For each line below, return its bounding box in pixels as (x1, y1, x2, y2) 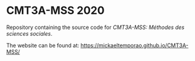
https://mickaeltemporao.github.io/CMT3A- (81, 42, 189, 49)
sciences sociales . (6, 30, 53, 37)
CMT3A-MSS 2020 (6, 4, 105, 18)
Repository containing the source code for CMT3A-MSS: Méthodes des (6, 24, 185, 31)
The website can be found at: (6, 42, 80, 49)
